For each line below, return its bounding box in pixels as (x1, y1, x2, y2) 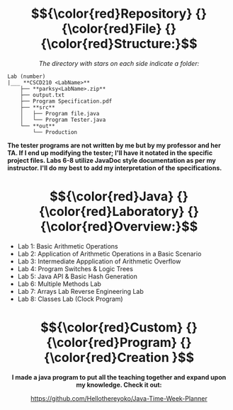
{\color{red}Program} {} (45, 335, 193, 351)
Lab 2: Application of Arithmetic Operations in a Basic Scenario (17, 249, 202, 258)
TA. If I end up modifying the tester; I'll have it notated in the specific (7, 148, 213, 157)
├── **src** (20, 103, 55, 111)
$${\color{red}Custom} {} (40, 319, 198, 336)
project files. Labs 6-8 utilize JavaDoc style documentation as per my (7, 156, 216, 164)
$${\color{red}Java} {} (49, 188, 189, 205)
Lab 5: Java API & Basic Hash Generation (17, 272, 138, 280)
